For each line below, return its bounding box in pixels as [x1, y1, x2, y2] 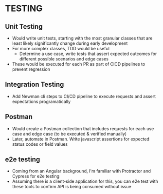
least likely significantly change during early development [12, 40, 128, 46]
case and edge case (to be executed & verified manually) [12, 131, 127, 136]
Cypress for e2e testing [12, 174, 60, 179]
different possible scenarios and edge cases [19, 56, 109, 61]
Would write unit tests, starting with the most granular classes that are [12, 35, 153, 41]
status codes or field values [12, 141, 68, 147]
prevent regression [12, 66, 50, 72]
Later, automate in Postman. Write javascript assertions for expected [12, 136, 150, 142]
